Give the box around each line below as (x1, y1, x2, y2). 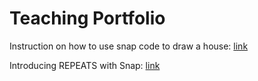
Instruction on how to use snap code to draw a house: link (9, 40, 249, 52)
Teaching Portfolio (9, 7, 166, 30)
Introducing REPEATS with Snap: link (9, 59, 161, 71)
